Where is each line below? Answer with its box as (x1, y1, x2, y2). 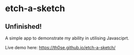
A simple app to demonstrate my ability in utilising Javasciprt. (5, 35, 129, 41)
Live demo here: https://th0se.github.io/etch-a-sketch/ (5, 45, 116, 50)
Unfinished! (5, 22, 42, 31)
